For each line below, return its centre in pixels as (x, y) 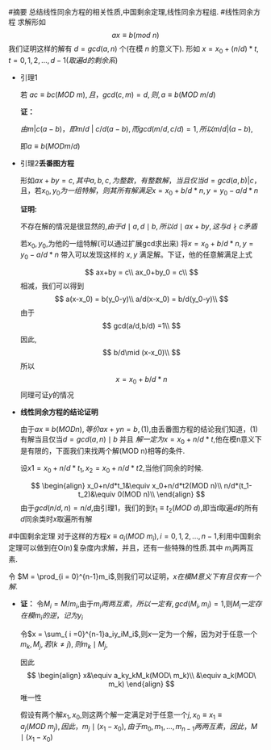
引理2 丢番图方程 (47, 163)
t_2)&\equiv (97, 494)
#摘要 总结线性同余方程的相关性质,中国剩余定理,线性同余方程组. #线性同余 (131, 12)
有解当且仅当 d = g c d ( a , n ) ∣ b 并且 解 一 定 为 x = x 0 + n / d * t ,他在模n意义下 (141, 440)
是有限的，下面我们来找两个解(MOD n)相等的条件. (102, 450)
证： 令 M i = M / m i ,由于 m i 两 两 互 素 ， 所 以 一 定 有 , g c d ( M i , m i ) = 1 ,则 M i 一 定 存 (141, 604)
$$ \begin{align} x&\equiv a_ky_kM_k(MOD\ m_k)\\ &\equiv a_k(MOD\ (142, 676)
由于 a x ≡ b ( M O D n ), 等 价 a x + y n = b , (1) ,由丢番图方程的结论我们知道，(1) (139, 429)
